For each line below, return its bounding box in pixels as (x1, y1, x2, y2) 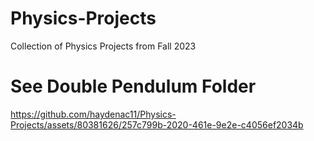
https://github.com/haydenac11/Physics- (10, 108, 177, 120)
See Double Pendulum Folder (10, 75, 257, 98)
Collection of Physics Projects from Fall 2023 (10, 40, 197, 52)
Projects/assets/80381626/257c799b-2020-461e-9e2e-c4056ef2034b (10, 118, 304, 131)
